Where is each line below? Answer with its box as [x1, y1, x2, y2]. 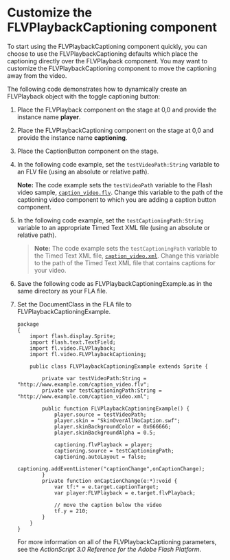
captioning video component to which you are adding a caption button [16, 195, 216, 204]
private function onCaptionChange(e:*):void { [42, 477, 178, 484]
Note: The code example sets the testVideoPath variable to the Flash [16, 180, 213, 189]
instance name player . [16, 112, 81, 121]
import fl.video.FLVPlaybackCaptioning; [30, 351, 147, 357]
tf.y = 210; [54, 508, 89, 515]
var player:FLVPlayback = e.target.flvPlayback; [54, 489, 196, 497]
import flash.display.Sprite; [30, 333, 116, 340]
